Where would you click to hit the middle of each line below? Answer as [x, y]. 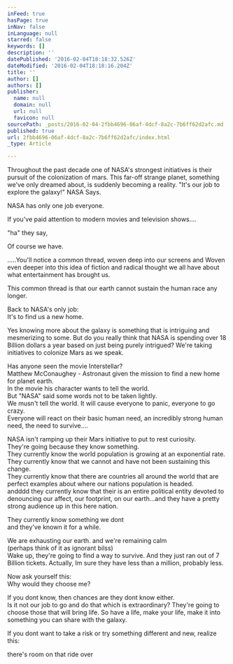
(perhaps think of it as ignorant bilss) [60, 548]
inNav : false [26, 27]
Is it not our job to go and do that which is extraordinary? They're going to [113, 605]
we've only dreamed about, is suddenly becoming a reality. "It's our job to [114, 185]
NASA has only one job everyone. [56, 206]
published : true [31, 131]
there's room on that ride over [50, 654]
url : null [28, 111]
